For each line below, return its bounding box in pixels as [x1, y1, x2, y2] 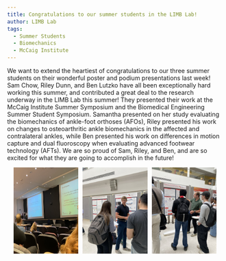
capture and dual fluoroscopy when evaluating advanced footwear [7, 139, 195, 147]
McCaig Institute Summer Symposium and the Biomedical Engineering [7, 103, 205, 111]
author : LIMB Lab [7, 18, 57, 25]
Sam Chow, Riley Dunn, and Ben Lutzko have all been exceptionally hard [7, 81, 211, 89]
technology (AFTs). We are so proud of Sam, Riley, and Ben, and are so [7, 147, 208, 154]
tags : [7, 25, 23, 32]
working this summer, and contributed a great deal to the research [7, 89, 194, 96]
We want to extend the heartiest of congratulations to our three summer [7, 67, 210, 74]
